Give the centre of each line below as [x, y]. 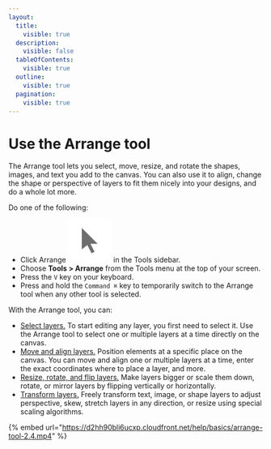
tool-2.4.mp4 [30, 436]
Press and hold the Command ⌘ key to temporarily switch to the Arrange [137, 286]
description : [38, 43]
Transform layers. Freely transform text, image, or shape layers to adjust [140, 395]
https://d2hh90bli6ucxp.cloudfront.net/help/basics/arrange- [162, 428]
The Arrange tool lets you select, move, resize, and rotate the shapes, [124, 166]
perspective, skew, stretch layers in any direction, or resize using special [141, 403]
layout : [21, 17]
